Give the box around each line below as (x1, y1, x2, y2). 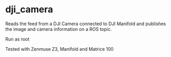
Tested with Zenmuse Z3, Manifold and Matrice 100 (5, 46, 114, 52)
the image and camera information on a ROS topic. (5, 26, 112, 32)
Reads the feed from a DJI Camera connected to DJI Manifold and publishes (5, 21, 166, 27)
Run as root (5, 36, 30, 42)
